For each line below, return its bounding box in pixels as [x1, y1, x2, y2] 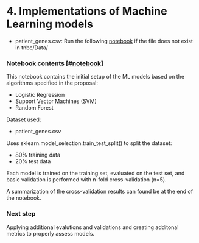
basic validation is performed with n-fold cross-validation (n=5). [6, 176, 167, 183]
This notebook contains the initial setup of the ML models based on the [6, 73, 184, 80]
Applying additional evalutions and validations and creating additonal [6, 224, 179, 231]
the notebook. [6, 194, 41, 202]
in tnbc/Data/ [15, 44, 49, 51]
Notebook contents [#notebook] [6, 59, 103, 68]
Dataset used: [6, 116, 41, 123]
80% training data [15, 151, 61, 159]
